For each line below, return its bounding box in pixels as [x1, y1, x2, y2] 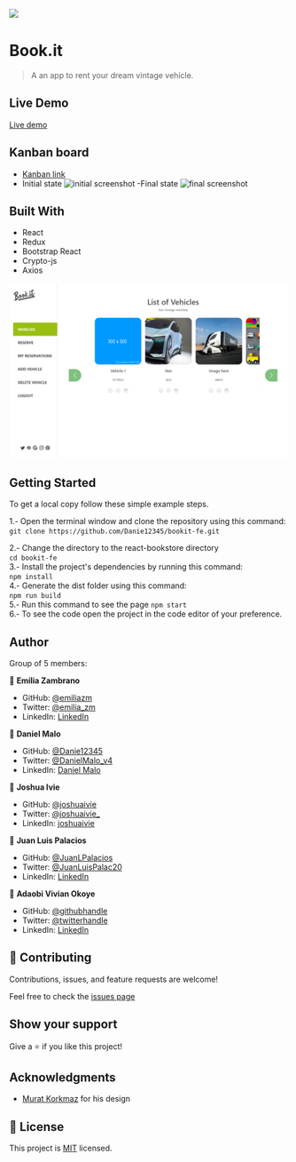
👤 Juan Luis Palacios [9, 835, 87, 846]
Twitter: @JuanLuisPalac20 [21, 862, 122, 872]
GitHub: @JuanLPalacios [21, 853, 113, 863]
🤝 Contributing [9, 951, 92, 966]
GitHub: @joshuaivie [21, 800, 97, 809]
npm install [9, 573, 53, 582]
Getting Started [9, 475, 97, 490]
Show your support [9, 1017, 118, 1032]
